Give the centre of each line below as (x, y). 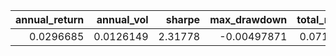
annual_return (50, 19)
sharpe (183, 19)
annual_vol (122, 19)
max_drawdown (248, 19)
